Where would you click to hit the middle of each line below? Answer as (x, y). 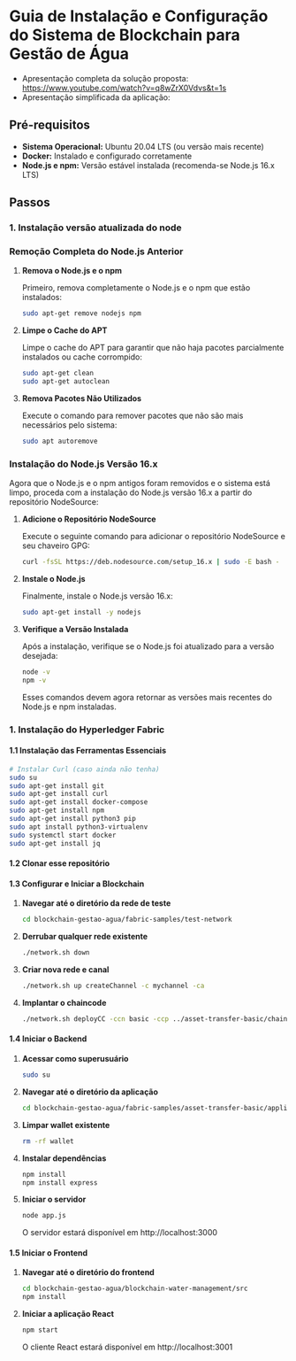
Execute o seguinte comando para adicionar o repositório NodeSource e (153, 537)
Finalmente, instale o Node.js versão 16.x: (98, 596)
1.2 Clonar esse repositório (60, 863)
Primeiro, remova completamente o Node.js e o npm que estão (136, 288)
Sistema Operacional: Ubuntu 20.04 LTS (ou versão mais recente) (143, 146)
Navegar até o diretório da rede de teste (96, 903)
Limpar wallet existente (66, 1125)
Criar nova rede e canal (65, 970)
